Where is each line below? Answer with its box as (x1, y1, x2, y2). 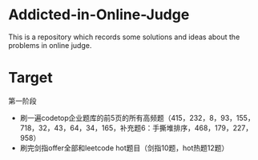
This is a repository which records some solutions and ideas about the (8, 32, 240, 42)
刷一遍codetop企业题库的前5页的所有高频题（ (19, 113, 171, 122)
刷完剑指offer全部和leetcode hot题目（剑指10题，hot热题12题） (19, 142, 229, 153)
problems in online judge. (8, 40, 92, 50)
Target (8, 69, 54, 87)
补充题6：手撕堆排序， (119, 122, 195, 133)
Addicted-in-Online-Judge (8, 6, 190, 24)
